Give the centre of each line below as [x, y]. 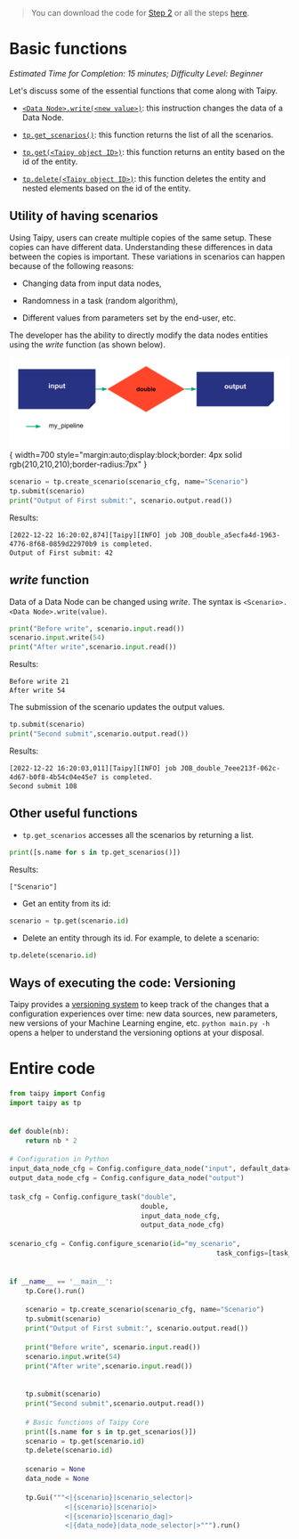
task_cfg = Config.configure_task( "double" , [93, 1197]
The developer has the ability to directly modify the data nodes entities [139, 335]
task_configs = [242, 1254]
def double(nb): [39, 1131]
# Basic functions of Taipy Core [87, 1422]
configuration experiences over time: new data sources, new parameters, [144, 1014]
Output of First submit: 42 [61, 553]
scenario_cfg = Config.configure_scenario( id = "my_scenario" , [125, 1244]
